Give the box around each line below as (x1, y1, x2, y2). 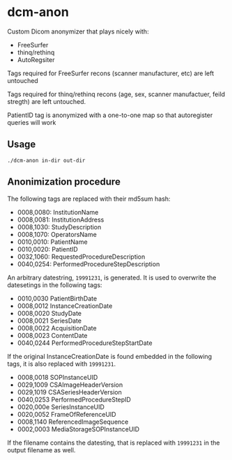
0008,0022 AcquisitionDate (17, 323, 97, 332)
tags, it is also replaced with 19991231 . (7, 360, 116, 368)
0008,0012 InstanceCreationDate (17, 301, 113, 310)
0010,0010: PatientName (17, 238, 88, 246)
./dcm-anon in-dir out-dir (7, 157, 86, 164)
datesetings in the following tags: (7, 280, 102, 289)
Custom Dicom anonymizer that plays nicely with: (7, 27, 149, 36)
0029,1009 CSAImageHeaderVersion (17, 381, 123, 389)
